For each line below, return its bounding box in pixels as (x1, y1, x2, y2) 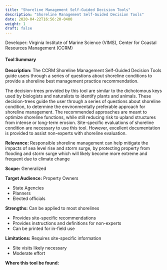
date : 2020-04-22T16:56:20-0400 (5, 16, 72, 21)
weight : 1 (5, 21, 26, 26)
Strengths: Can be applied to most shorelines (5, 205, 99, 211)
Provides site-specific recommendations (12, 215, 96, 221)
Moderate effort (12, 250, 45, 256)
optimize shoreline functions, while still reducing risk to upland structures (5, 114, 156, 120)
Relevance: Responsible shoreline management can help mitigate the (5, 140, 148, 146)
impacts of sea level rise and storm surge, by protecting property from (5, 145, 150, 151)
